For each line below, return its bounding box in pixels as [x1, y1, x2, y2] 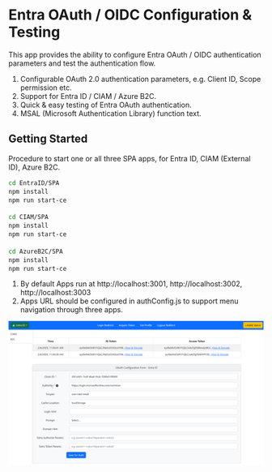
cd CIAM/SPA [8, 213, 49, 221]
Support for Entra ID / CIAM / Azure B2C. [19, 91, 157, 101]
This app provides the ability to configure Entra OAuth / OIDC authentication [8, 49, 261, 59]
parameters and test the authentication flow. [8, 58, 156, 68]
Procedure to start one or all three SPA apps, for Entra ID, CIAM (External [8, 153, 251, 163]
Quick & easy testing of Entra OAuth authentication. [19, 100, 192, 109]
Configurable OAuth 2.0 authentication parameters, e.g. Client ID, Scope [19, 74, 261, 84]
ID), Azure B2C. [8, 162, 61, 172]
